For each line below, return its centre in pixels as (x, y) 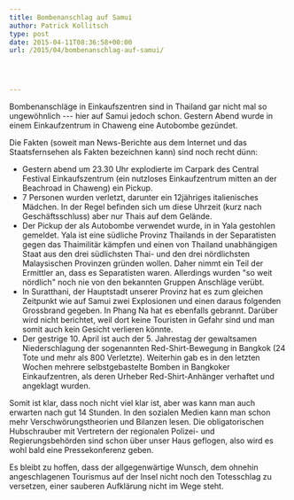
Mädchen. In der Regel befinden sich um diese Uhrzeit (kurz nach (142, 207)
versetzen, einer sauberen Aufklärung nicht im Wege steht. (116, 486)
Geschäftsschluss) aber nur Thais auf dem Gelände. (117, 216)
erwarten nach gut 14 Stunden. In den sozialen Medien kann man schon (140, 412)
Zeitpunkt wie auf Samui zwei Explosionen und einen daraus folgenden (151, 301)
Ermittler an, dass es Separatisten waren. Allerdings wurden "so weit (147, 273)
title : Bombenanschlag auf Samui (71, 17)
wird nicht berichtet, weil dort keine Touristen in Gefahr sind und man (148, 320)
